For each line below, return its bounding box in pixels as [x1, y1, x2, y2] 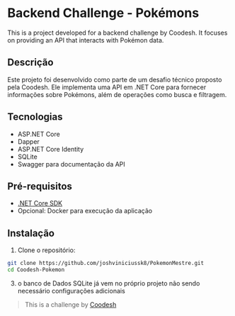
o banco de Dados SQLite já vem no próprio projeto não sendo [17, 278, 200, 288]
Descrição [7, 57, 54, 69]
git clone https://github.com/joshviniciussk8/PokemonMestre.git [7, 260, 204, 267]
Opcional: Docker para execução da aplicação [17, 207, 153, 215]
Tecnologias [7, 111, 63, 123]
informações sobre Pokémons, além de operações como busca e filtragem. [7, 90, 227, 98]
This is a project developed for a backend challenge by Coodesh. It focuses [7, 28, 228, 37]
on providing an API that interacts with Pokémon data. [7, 35, 164, 44]
